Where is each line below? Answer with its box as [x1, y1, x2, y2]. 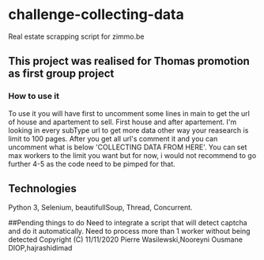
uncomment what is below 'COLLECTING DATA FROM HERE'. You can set [8, 142, 247, 152]
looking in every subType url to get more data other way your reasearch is [8, 125, 249, 135]
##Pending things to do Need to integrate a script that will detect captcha [8, 218, 247, 228]
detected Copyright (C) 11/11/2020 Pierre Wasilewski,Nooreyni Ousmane [8, 235, 243, 244]
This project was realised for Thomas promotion [8, 55, 251, 68]
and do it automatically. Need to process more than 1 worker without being [8, 227, 251, 236]
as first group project [8, 67, 115, 81]
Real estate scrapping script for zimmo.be [8, 32, 145, 41]
